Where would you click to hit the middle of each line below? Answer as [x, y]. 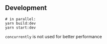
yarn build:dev [21, 23]
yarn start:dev [21, 28]
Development [26, 8]
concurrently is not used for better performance [54, 36]
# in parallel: [21, 19]
